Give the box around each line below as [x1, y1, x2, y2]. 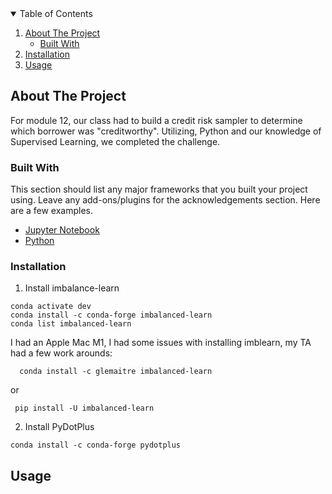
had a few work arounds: [10, 347, 113, 359]
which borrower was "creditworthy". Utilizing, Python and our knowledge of [10, 125, 322, 137]
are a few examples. [10, 205, 94, 217]
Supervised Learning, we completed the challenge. [10, 135, 221, 147]
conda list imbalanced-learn [10, 319, 132, 329]
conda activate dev [10, 302, 92, 312]
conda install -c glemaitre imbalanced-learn [19, 367, 213, 377]
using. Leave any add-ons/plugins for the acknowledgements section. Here [10, 194, 321, 206]
